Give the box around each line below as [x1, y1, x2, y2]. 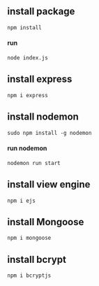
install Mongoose [7, 216, 84, 228]
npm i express [7, 92, 49, 99]
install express [7, 73, 73, 85]
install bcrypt [7, 253, 66, 265]
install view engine [7, 178, 91, 191]
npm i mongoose [7, 234, 52, 242]
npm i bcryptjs [7, 272, 52, 279]
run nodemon [7, 144, 47, 152]
